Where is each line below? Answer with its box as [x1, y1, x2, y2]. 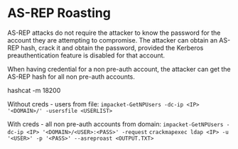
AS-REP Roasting [7, 5, 112, 21]
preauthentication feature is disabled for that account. [7, 51, 166, 60]
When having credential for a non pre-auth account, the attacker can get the [7, 65, 231, 73]
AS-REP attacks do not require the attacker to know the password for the [7, 28, 221, 37]
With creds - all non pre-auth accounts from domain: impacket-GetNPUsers [7, 119, 224, 128]
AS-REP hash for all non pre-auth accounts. [7, 72, 135, 81]
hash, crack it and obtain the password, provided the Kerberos [21, 43, 204, 52]
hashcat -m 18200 [7, 86, 61, 94]
